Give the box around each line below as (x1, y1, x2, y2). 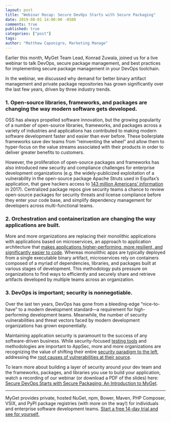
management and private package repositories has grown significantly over (5, 81, 164, 87)
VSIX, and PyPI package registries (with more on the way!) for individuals (5, 400, 159, 406)
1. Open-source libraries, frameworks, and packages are (5, 99, 148, 106)
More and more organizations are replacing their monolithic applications (5, 233, 156, 240)
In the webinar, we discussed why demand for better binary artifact (5, 75, 146, 82)
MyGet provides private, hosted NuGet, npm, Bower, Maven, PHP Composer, (5, 394, 166, 401)
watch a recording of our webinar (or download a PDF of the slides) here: (5, 375, 159, 381)
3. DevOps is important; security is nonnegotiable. (5, 289, 133, 296)
